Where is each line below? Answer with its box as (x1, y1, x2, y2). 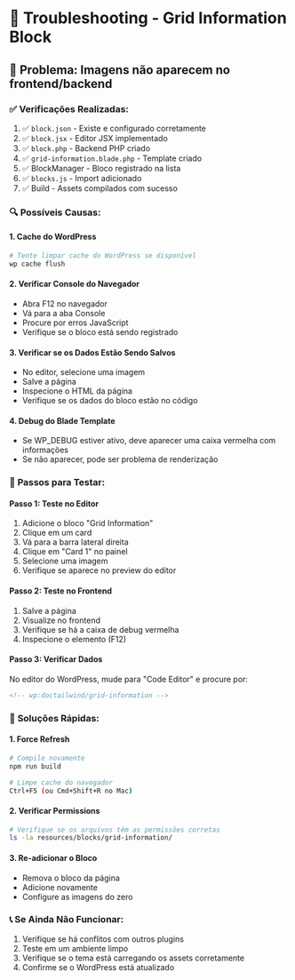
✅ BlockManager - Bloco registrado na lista (21, 163, 181, 173)
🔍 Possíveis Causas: (9, 206, 101, 219)
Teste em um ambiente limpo (21, 943, 129, 953)
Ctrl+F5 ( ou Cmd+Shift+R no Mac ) (9, 786, 133, 795)
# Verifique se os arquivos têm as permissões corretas (9, 825, 220, 834)
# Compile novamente (9, 753, 86, 762)
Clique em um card (21, 528, 92, 538)
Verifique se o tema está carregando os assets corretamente (21, 952, 245, 963)
